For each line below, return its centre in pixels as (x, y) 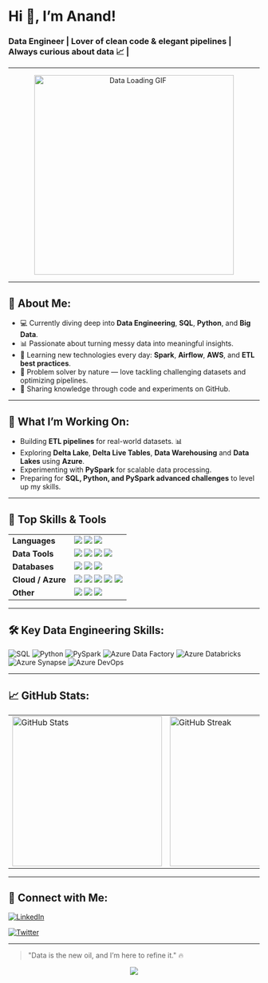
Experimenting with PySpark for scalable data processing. (116, 470)
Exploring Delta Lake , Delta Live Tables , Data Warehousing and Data (134, 453)
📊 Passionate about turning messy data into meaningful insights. (126, 343)
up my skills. (40, 487)
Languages (34, 541)
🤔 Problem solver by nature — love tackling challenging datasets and (133, 372)
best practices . (45, 363)
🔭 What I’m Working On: (69, 421)
